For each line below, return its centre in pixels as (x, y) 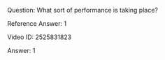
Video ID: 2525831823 (40, 37)
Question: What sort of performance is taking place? (83, 10)
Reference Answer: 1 (37, 23)
